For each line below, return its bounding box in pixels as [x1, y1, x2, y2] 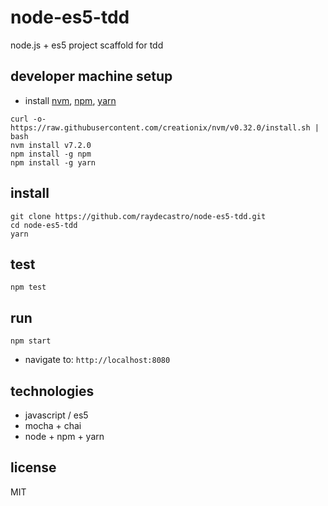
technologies [10, 382, 95, 400]
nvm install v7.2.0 [10, 140, 92, 150]
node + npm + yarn [24, 431, 105, 442]
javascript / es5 [24, 409, 89, 421]
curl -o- [10, 114, 47, 124]
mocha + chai [24, 420, 82, 431]
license [10, 459, 57, 476]
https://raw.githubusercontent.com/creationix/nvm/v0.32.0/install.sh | [10, 122, 320, 133]
